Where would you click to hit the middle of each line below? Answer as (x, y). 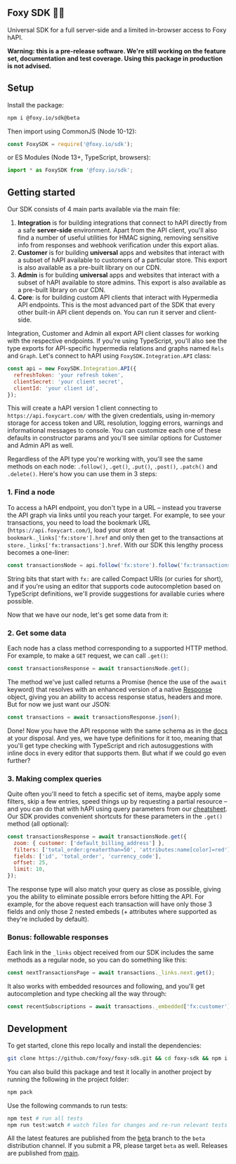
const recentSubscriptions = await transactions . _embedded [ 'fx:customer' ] (119, 1007)
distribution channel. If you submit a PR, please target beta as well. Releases (118, 1146)
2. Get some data (37, 633)
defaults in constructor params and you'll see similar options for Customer (115, 438)
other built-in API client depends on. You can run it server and (107, 313)
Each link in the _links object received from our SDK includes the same (111, 953)
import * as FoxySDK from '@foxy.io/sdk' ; (70, 170)
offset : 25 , (31, 863)
